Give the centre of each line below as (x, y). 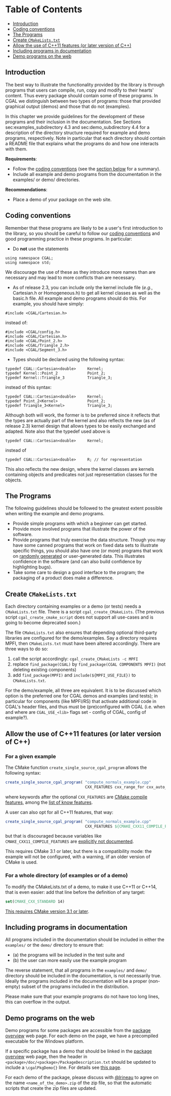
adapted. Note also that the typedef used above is (58, 431)
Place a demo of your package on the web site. (62, 199)
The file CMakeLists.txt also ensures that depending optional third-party (81, 632)
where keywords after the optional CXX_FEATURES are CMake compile (76, 797)
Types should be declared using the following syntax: (68, 359)
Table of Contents (44, 9)
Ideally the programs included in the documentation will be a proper (76, 981)
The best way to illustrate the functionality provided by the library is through (85, 84)
